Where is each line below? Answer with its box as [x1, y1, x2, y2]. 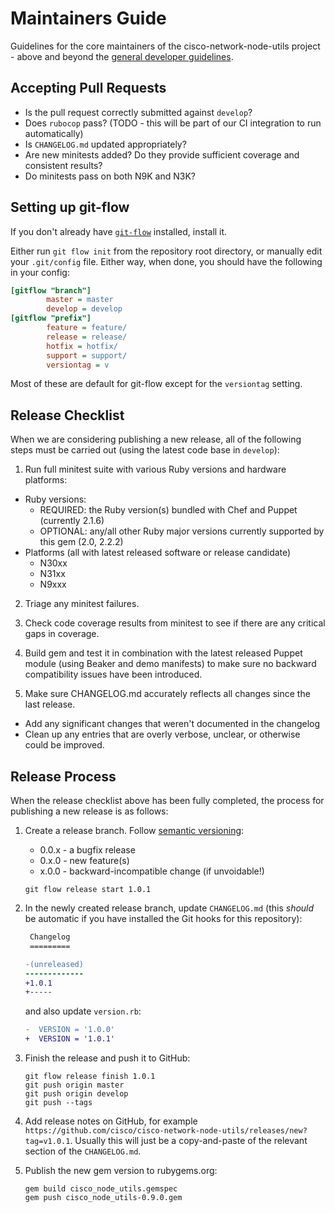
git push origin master [24, 1080, 125, 1091]
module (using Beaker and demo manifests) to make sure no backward [24, 658, 317, 670]
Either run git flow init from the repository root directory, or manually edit [10, 245, 323, 257]
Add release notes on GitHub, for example [24, 1115, 198, 1127]
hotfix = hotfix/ [46, 341, 118, 351]
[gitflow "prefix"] [10, 313, 92, 324]
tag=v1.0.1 [24, 1137, 71, 1147]
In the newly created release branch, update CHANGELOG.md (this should [24, 902, 315, 914]
